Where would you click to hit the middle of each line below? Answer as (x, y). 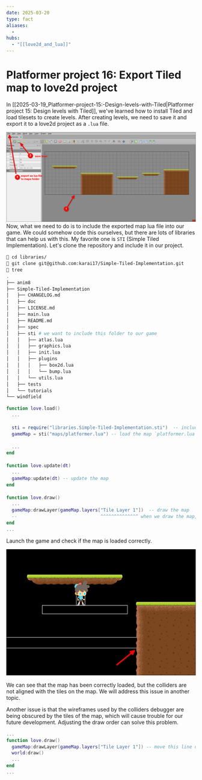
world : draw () (28, 753)
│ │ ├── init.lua (33, 352)
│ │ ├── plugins (32, 359)
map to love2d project (62, 88)
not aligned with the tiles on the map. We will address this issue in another (98, 691)
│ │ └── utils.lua (35, 378)
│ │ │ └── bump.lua (38, 371)
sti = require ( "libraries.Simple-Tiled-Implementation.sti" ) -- (95, 428)
